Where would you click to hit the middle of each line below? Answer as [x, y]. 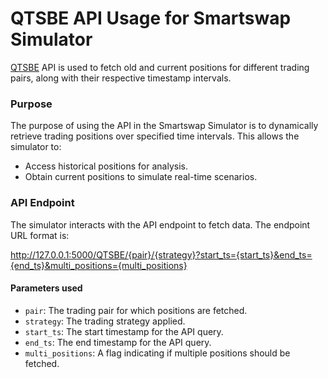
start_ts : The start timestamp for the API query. [124, 331]
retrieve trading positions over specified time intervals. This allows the [155, 136]
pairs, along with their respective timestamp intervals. [121, 78]
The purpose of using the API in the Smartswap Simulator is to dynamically [164, 126]
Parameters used [46, 288]
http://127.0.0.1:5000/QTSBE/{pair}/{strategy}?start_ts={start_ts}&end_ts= [161, 254]
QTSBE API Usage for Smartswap [151, 18]
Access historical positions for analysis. [106, 166]
